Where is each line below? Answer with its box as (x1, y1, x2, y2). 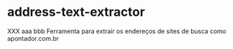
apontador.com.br (7, 34, 59, 42)
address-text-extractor (7, 4, 146, 20)
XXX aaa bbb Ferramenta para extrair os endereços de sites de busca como (7, 27, 227, 35)
